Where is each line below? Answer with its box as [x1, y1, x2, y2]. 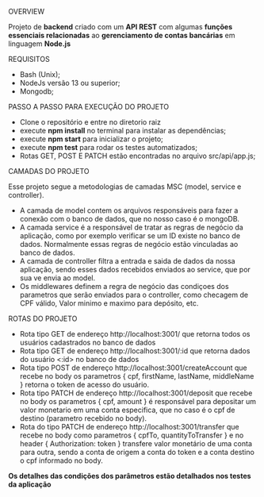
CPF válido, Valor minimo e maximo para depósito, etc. [19, 299, 199, 308]
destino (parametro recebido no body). [19, 414, 147, 423]
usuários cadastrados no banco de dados [19, 337, 156, 347]
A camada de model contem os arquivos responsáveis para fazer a [19, 206, 239, 215]
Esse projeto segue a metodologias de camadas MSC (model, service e [8, 182, 242, 191]
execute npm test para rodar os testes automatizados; [19, 143, 198, 152]
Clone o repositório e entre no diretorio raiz [19, 118, 161, 126]
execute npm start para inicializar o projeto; [19, 134, 164, 144]
